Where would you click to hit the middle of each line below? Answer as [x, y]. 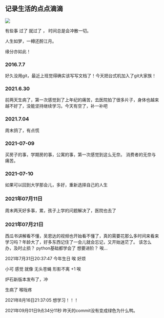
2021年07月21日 [24, 224]
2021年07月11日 [24, 199]
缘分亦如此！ [18, 51]
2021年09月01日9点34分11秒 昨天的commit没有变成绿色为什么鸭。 [72, 310]
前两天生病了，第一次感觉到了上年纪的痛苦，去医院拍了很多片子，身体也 [78, 100]
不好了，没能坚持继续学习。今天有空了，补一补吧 [58, 106]
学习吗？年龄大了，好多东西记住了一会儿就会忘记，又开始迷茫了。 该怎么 [78, 242]
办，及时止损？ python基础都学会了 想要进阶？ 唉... [56, 248]
